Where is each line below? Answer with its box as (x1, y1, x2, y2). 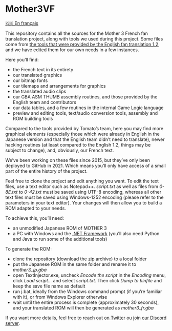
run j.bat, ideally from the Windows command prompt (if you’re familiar (12, 288, 162, 295)
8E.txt (5, 189, 18, 195)
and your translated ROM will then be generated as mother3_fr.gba (12, 304, 154, 311)
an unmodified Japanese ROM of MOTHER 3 (12, 225, 107, 231)
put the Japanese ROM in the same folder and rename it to (12, 261, 137, 267)
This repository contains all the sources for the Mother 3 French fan (5, 30, 148, 36)
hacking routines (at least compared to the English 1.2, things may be (5, 141, 151, 148)
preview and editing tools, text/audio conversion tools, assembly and (12, 110, 158, 116)
